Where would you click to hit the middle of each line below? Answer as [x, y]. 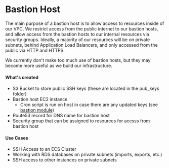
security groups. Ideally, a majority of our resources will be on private [78, 40]
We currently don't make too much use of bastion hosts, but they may [78, 60]
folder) [19, 94]
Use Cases [17, 138]
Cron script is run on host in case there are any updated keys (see [89, 105]
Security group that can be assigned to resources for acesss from [81, 121]
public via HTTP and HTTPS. [35, 50]
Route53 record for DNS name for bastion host [61, 116]
